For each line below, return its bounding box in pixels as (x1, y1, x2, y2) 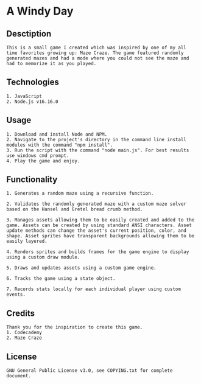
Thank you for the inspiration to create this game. (6, 324, 143, 330)
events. (6, 291, 26, 298)
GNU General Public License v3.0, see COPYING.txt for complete (6, 368, 173, 374)
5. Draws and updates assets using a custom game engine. (6, 265, 157, 271)
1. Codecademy (6, 330, 43, 336)
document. (6, 373, 32, 379)
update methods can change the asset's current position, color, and (6, 228, 187, 234)
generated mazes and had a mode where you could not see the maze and (6, 55, 189, 61)
